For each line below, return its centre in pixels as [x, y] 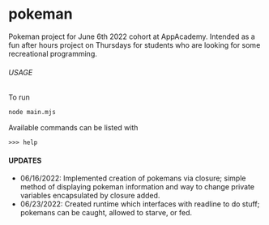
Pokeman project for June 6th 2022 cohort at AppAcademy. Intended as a [132, 36]
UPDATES [25, 160]
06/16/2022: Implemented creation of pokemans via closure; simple [133, 178]
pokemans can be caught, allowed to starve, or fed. [106, 213]
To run [19, 97]
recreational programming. [53, 53]
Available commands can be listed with [73, 128]
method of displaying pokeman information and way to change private [137, 187]
